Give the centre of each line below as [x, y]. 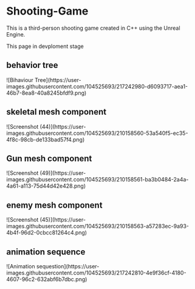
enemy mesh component [54, 205]
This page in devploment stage [45, 46]
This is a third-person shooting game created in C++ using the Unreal [93, 28]
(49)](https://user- [63, 173]
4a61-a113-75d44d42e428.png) [46, 186]
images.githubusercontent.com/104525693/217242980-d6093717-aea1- [97, 86]
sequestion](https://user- [68, 266]
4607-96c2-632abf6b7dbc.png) [47, 279]
